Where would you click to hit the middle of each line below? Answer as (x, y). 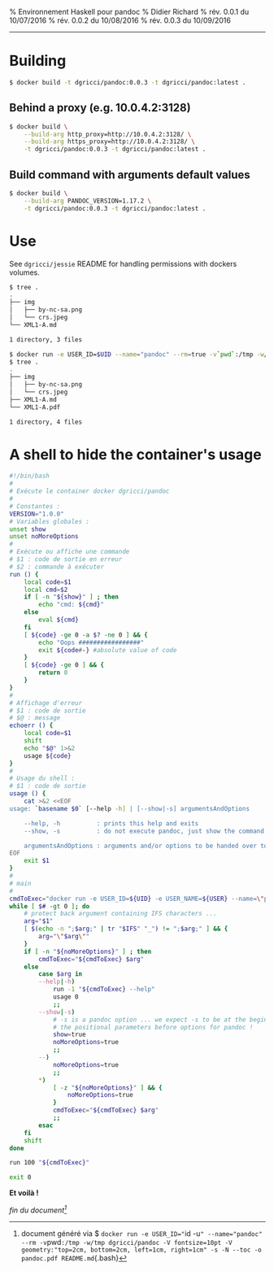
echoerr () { (31, 726)
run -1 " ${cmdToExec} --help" (104, 990)
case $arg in (61, 974)
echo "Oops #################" (91, 642)
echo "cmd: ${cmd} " (72, 605)
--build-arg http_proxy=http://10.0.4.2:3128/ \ (108, 134)
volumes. (24, 272)
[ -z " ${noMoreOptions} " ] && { (107, 1088)
